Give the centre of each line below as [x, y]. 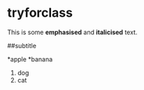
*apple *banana [30, 59]
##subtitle [22, 45]
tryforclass [40, 13]
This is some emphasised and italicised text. [72, 32]
